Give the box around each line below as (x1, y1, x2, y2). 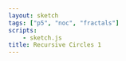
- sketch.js (22, 33, 62, 42)
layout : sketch (8, 11, 59, 20)
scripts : (8, 26, 37, 34)
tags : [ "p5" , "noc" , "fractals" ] (8, 19, 120, 27)
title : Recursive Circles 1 (8, 41, 102, 49)
